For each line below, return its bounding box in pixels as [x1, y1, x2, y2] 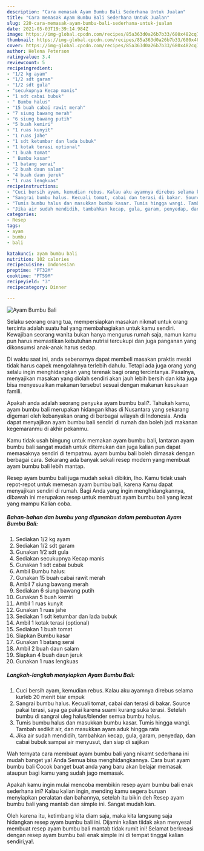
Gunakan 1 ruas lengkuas [15, 657, 79, 665]
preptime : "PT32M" [7, 268, 53, 274]
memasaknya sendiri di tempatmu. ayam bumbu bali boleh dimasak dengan [7, 449, 196, 457]
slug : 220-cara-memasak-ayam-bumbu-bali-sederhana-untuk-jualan [7, 20, 173, 26]
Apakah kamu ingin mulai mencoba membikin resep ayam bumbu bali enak [7, 781, 194, 788]
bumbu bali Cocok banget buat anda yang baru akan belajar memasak [7, 763, 182, 770]
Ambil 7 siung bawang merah [15, 580, 89, 588]
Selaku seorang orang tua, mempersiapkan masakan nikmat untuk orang [7, 318, 188, 325]
